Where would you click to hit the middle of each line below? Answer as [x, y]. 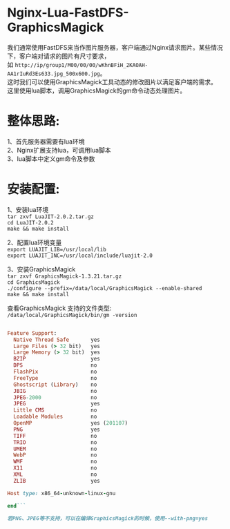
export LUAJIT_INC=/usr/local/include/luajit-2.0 [80, 256]
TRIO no [55, 442]
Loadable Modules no [55, 417]
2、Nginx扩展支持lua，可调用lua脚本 [59, 150]
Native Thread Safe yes [57, 340]
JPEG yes [57, 404]
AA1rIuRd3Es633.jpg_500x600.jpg [54, 74]
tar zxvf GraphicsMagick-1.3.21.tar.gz [65, 276]
